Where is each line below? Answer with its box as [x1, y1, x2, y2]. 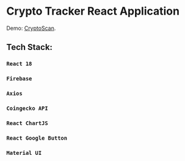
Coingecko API [6, 105, 48, 112]
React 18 [6, 60, 32, 68]
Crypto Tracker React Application [6, 4, 180, 18]
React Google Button [6, 134, 68, 141]
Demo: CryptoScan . [6, 24, 56, 32]
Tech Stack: [6, 42, 53, 52]
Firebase [6, 75, 32, 82]
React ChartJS [6, 120, 48, 126]
